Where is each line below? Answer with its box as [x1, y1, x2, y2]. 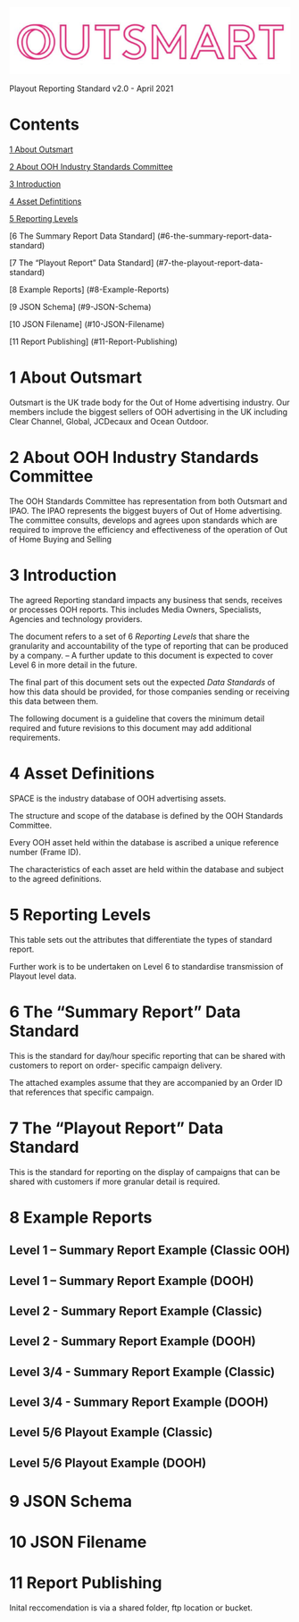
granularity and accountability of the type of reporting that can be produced [9, 640, 288, 651]
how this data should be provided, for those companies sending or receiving [9, 686, 290, 697]
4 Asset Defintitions [9, 196, 82, 206]
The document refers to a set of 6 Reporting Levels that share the [9, 631, 250, 642]
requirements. [9, 732, 61, 743]
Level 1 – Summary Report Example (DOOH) [9, 1273, 254, 1289]
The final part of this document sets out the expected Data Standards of [9, 677, 276, 687]
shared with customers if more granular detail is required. [9, 1176, 220, 1187]
